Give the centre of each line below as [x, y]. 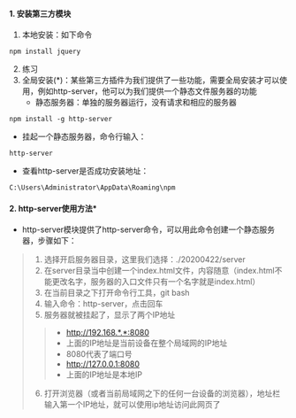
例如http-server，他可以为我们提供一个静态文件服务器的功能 [148, 91]
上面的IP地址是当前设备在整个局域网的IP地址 [147, 343]
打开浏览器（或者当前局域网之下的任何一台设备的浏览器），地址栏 [162, 393]
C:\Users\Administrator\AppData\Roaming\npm [92, 188]
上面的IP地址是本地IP [104, 375]
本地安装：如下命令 [57, 35]
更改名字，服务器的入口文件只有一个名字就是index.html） [156, 282]
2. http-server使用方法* [53, 208]
